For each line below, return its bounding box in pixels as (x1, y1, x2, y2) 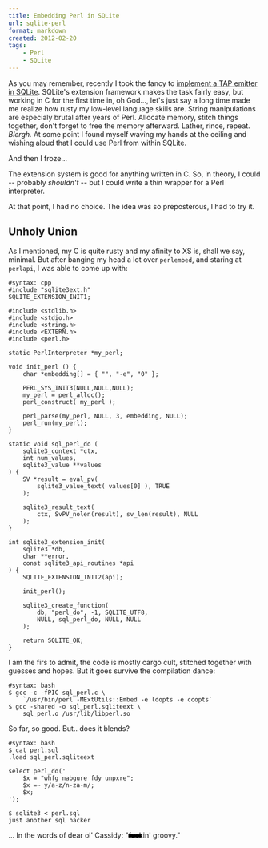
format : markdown (8, 26, 66, 34)
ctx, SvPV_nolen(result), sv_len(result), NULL (37, 510, 198, 518)
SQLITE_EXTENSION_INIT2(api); (22, 573, 124, 581)
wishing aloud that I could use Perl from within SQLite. (8, 138, 187, 147)
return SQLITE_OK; (22, 636, 84, 644)
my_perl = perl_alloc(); (22, 390, 106, 399)
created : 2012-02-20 (8, 34, 78, 42)
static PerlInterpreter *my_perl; (8, 349, 124, 357)
